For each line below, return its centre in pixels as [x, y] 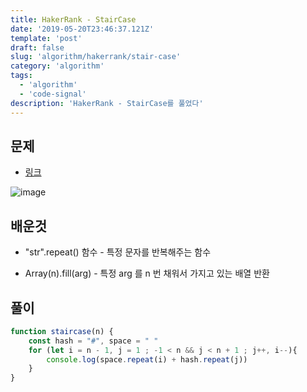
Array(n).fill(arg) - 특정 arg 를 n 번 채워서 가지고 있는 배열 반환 [147, 273]
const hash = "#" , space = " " [93, 341]
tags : [21, 76]
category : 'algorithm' [57, 66]
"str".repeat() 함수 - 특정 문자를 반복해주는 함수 [118, 252]
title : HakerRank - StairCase [73, 19]
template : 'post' [46, 38]
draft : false [37, 47]
